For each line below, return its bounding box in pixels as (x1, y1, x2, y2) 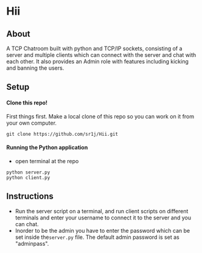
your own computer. (6, 119, 57, 127)
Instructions (6, 191, 54, 202)
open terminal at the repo (15, 157, 79, 164)
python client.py (6, 174, 50, 181)
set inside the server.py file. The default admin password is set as (15, 233, 179, 241)
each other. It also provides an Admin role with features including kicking (6, 58, 189, 65)
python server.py (6, 169, 50, 175)
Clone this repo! (6, 99, 47, 106)
